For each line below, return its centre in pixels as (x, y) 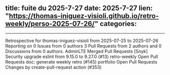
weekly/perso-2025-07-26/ (50, 24)
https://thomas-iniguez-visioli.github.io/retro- (84, 16)
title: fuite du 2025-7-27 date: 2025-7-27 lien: (79, 8)
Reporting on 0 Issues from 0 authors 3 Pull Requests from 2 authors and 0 (83, 46)
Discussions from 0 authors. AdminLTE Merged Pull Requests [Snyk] (77, 51)
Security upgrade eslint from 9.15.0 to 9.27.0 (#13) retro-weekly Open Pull (82, 56)
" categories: (116, 24)
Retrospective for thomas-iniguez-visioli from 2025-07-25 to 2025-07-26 (82, 40)
